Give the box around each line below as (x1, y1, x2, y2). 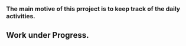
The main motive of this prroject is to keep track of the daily (6, 5, 181, 13)
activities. (6, 12, 35, 20)
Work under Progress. (6, 30, 89, 40)
